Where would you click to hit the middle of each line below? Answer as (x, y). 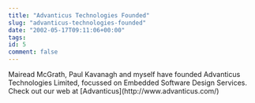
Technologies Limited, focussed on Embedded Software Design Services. (127, 83)
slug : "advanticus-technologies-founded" (77, 23)
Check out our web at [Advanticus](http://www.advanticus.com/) (114, 91)
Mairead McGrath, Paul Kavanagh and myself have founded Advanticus (124, 74)
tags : (17, 37)
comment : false (33, 52)
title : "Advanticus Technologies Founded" (79, 15)
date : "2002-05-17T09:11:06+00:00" (67, 30)
